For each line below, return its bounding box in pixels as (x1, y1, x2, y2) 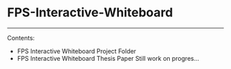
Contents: (7, 33, 35, 42)
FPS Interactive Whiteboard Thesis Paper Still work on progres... (16, 54, 199, 62)
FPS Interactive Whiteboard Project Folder (16, 46, 136, 55)
